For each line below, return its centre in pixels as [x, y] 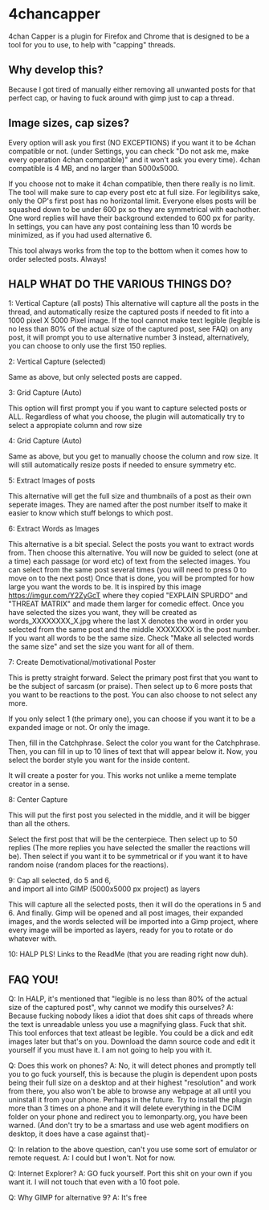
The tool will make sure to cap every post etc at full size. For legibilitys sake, [134, 192]
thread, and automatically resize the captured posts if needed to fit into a [129, 312]
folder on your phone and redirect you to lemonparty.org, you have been [128, 1117]
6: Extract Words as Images [54, 529]
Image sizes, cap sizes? [69, 123]
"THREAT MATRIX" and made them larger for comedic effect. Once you [126, 604]
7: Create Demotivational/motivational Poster [82, 662]
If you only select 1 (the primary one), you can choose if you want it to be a [132, 719]
